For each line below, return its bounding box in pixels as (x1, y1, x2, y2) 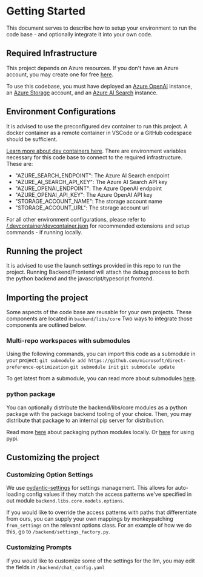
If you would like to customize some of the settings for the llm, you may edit (6, 557, 195, 564)
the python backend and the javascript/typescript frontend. (6, 275, 155, 282)
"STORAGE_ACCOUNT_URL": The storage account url (15, 204, 149, 211)
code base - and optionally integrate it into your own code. (6, 30, 153, 38)
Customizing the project (6, 452, 100, 463)
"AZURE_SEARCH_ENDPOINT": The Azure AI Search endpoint (15, 171, 170, 179)
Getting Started (6, 4, 86, 18)
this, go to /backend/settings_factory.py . (6, 528, 110, 535)
